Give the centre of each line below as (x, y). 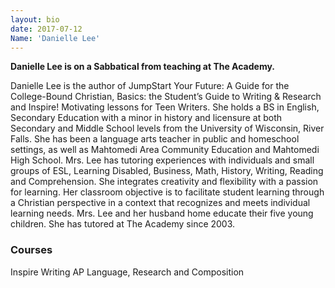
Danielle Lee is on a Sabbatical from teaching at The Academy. (143, 67)
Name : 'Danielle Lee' (55, 38)
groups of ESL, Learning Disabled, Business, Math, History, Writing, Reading (167, 171)
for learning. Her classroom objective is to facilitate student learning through (167, 192)
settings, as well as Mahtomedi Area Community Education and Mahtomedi (165, 150)
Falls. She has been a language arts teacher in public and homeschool (155, 139)
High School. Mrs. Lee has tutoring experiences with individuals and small (162, 160)
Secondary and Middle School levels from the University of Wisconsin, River (167, 128)
